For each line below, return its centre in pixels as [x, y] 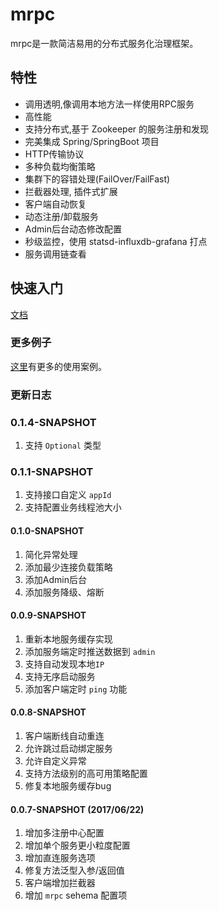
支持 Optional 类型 [63, 445]
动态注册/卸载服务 [61, 216]
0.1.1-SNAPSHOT [52, 471]
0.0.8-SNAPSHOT [48, 712]
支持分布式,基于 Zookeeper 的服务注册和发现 [116, 129]
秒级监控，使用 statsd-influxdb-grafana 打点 [116, 241]
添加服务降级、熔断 [64, 592]
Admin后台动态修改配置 [73, 229]
